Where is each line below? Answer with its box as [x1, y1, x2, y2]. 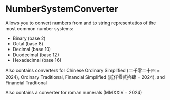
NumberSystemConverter [5, 3, 118, 15]
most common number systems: [5, 25, 73, 31]
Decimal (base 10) [12, 46, 51, 52]
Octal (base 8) [12, 40, 44, 46]
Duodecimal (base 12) [12, 52, 59, 58]
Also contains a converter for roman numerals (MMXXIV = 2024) [5, 89, 142, 95]
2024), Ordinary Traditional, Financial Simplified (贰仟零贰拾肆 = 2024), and [5, 73, 165, 80]
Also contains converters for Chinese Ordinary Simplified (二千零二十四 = [5, 67, 160, 73]
